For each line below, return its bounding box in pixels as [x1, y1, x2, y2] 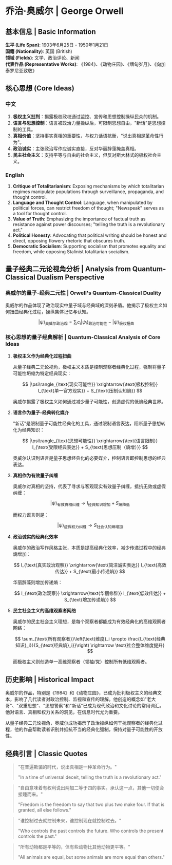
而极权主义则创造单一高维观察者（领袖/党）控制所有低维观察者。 [12, 659, 150, 665]
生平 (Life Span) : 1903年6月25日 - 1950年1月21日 [5, 42, 109, 48]
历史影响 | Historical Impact [5, 675, 94, 684]
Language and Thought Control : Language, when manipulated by [12, 199, 153, 205]
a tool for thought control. [12, 210, 67, 216]
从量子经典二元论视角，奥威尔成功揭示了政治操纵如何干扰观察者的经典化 [5, 720, 158, 726]
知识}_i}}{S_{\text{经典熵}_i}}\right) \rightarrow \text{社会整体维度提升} [15, 642, 165, 648]
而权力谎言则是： [12, 512, 49, 518]
